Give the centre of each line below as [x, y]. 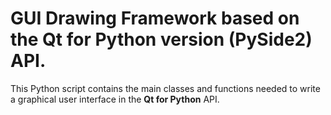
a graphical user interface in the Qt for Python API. [115, 99]
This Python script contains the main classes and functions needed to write [165, 88]
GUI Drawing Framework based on [155, 18]
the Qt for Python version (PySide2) [161, 39]
